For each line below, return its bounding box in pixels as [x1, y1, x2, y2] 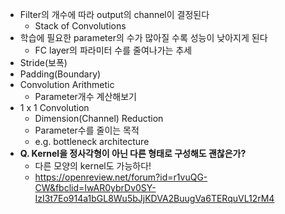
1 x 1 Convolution [19, 102, 90, 113]
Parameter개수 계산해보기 [34, 91, 137, 102]
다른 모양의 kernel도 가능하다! [34, 160, 152, 172]
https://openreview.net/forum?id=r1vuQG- [34, 171, 208, 183]
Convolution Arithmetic [19, 79, 115, 90]
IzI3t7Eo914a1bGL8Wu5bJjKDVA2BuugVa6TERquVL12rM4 [34, 193, 275, 204]
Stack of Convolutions [34, 20, 127, 32]
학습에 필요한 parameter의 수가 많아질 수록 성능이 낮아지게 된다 [19, 32, 268, 43]
